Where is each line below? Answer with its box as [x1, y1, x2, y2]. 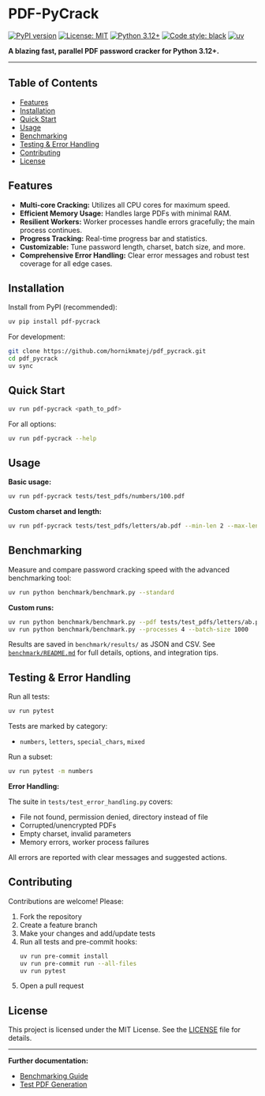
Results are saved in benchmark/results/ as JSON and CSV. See [8, 640, 215, 649]
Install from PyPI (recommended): [8, 302, 118, 312]
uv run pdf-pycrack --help [8, 434, 97, 442]
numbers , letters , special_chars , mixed [19, 737, 145, 746]
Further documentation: [8, 1056, 89, 1066]
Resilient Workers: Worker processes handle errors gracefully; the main [19, 216, 255, 226]
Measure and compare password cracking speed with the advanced [8, 565, 230, 574]
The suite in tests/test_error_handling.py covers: [8, 797, 174, 806]
